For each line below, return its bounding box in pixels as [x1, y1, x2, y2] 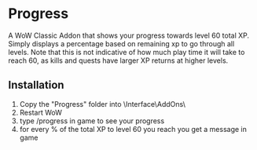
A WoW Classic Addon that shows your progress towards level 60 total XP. [8, 31, 250, 40]
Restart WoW [19, 108, 63, 117]
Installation [8, 79, 64, 92]
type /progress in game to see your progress [19, 115, 165, 126]
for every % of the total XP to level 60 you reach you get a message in [19, 124, 248, 134]
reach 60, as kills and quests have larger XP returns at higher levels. [8, 56, 229, 65]
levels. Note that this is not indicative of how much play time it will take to [8, 47, 245, 57]
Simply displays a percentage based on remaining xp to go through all [8, 38, 235, 48]
